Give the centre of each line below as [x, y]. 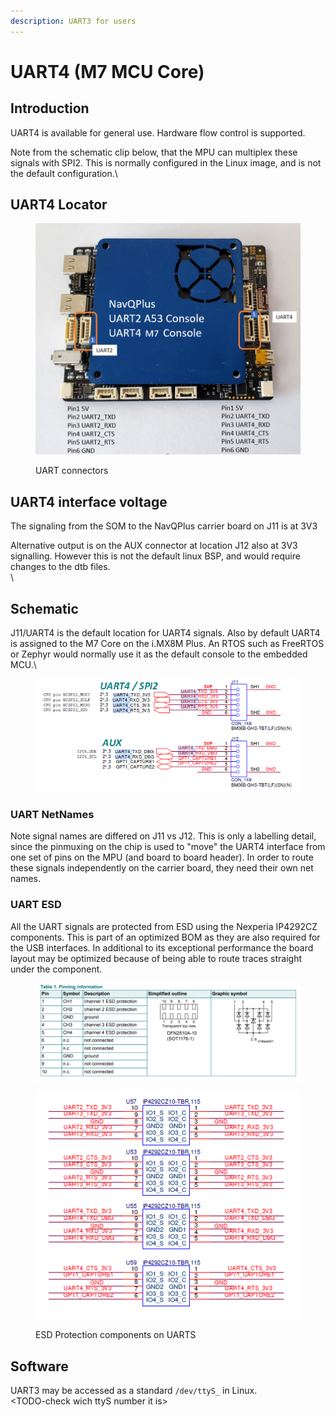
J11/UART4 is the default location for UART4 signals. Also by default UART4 [165, 633]
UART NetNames [52, 814]
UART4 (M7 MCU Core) [107, 71]
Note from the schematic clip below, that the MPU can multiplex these [154, 152]
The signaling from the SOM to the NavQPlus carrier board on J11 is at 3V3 [164, 526]
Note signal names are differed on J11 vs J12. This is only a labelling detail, [163, 836]
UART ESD [36, 905]
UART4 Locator [59, 205]
